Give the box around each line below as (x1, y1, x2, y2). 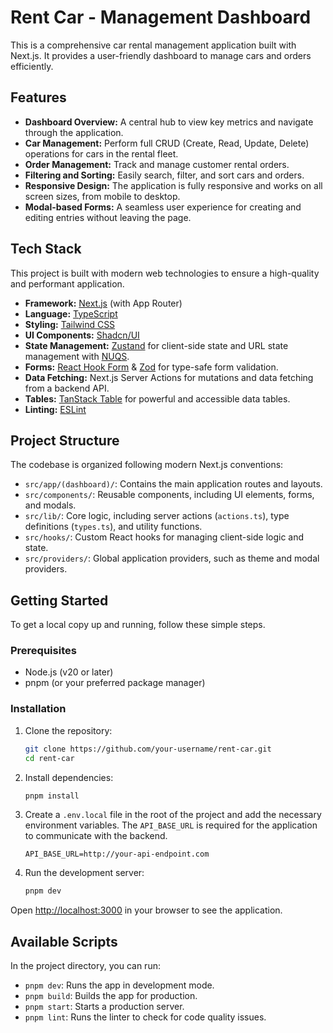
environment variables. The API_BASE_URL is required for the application (24, 819, 318, 831)
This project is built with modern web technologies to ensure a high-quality (10, 267, 320, 279)
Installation (10, 702, 67, 716)
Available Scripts (10, 933, 118, 950)
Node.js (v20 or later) (24, 666, 114, 678)
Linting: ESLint (24, 403, 87, 415)
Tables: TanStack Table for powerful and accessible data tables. (24, 392, 291, 405)
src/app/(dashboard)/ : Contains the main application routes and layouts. (24, 478, 323, 490)
